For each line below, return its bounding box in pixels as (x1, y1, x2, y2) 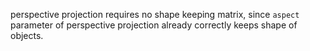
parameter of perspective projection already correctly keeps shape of (10, 19, 298, 31)
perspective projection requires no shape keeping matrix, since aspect (10, 9, 300, 20)
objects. (10, 30, 44, 41)
